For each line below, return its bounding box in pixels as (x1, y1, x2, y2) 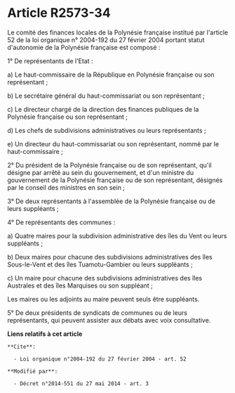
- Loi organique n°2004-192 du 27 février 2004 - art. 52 (13, 355, 187, 363)
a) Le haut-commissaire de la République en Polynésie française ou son (7, 70, 215, 79)
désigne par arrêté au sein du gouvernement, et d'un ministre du (7, 168, 194, 176)
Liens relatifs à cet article (7, 329, 83, 338)
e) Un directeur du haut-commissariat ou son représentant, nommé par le (7, 139, 220, 148)
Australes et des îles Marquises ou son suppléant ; (7, 281, 153, 290)
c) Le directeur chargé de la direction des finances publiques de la (7, 105, 199, 113)
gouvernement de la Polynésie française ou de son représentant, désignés (7, 176, 223, 184)
